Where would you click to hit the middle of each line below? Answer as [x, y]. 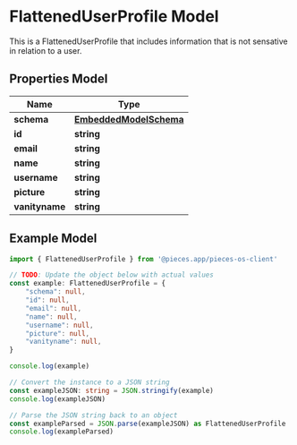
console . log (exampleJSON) [57, 399]
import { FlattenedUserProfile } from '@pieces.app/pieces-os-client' [144, 259]
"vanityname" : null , [64, 342]
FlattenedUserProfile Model [114, 17]
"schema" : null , [56, 292]
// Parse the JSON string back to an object [93, 415]
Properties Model [59, 79]
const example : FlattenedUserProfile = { [88, 284]
